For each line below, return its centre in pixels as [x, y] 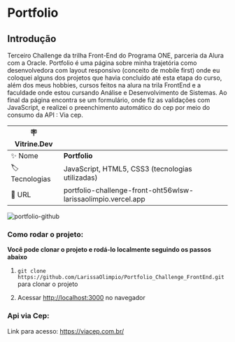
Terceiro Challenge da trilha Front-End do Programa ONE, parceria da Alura [115, 55]
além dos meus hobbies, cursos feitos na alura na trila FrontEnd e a [104, 85]
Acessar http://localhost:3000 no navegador [81, 298]
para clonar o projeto [48, 284]
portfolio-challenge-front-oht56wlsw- [128, 190]
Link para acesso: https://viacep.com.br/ [66, 331]
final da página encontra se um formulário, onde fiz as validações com [109, 100]
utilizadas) [80, 178]
